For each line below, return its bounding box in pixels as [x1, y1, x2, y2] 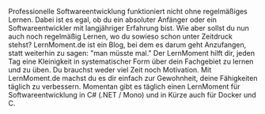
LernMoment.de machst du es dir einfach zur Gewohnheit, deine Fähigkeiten [8, 74, 258, 83]
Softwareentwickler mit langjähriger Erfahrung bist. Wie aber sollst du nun [8, 24, 249, 32]
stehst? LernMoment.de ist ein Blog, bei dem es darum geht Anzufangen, [8, 40, 247, 50]
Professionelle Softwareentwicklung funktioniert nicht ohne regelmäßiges [8, 7, 248, 16]
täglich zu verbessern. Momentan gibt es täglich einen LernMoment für [8, 82, 240, 91]
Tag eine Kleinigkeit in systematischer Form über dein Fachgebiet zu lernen [8, 57, 254, 66]
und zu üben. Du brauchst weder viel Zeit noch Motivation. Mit [8, 65, 212, 74]
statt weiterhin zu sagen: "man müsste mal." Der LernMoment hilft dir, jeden [8, 49, 256, 57]
